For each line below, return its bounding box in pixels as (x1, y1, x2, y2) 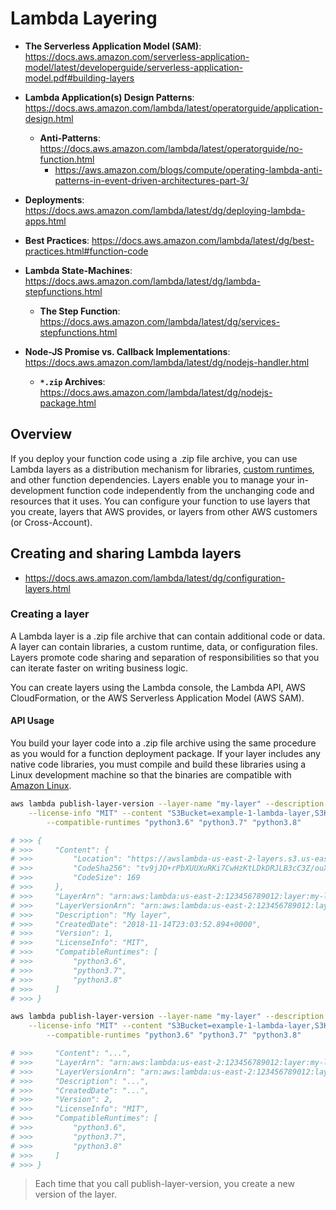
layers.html (24, 582, 71, 594)
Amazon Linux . (10, 780, 72, 792)
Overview (10, 426, 73, 443)
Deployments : (24, 193, 85, 206)
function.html (39, 153, 95, 165)
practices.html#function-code (24, 245, 149, 257)
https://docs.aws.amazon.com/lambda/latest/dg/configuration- (24, 572, 286, 584)
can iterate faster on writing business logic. (10, 662, 189, 674)
